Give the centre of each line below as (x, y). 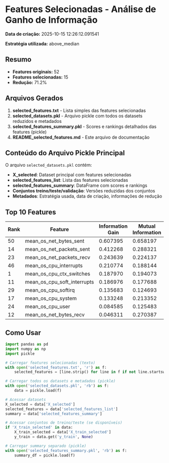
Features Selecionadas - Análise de (81, 9)
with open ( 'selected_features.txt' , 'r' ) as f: (56, 367)
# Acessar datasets (26, 400)
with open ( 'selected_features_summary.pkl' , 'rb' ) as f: (66, 450)
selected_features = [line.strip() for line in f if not (75, 372)
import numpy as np (26, 349)
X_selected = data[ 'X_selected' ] (40, 404)
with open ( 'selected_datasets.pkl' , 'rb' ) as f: (57, 386)
